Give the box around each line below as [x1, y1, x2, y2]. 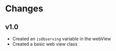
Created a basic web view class [12, 41, 78, 47]
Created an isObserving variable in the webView [12, 36, 111, 42]
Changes [5, 3, 43, 14]
